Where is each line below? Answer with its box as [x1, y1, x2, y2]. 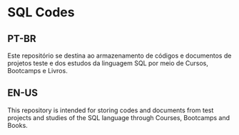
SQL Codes [7, 4, 75, 21]
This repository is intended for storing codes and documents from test [7, 106, 214, 114]
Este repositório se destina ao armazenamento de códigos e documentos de [7, 51, 232, 60]
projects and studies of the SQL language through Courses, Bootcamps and [7, 113, 230, 121]
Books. [7, 121, 29, 129]
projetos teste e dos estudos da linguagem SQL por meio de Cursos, [7, 59, 208, 67]
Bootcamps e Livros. [7, 67, 68, 75]
